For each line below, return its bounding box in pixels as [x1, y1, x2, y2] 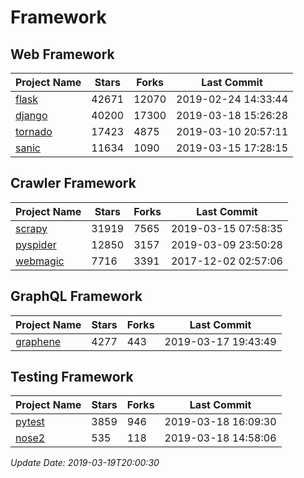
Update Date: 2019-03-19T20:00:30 [10, 457, 160, 469]
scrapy [15, 221, 48, 235]
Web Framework [10, 46, 115, 63]
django [15, 109, 48, 122]
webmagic [15, 254, 65, 268]
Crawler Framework [10, 175, 137, 192]
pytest [15, 415, 45, 429]
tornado [15, 125, 53, 138]
